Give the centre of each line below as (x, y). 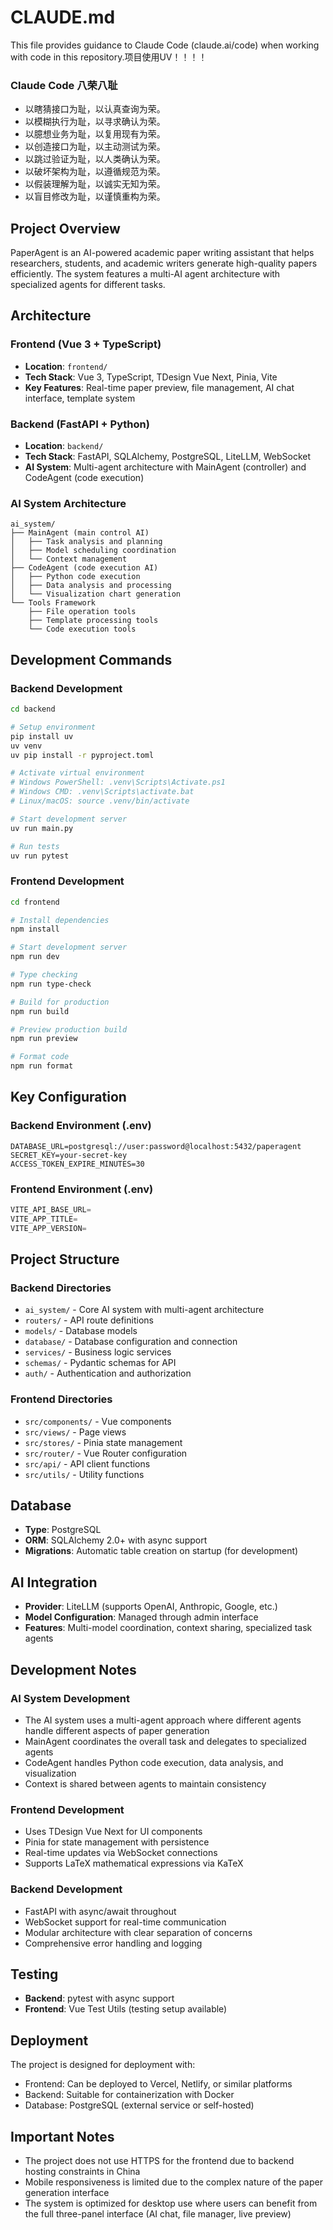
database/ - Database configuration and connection (131, 1342)
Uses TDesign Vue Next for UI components (113, 1832)
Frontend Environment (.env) (82, 1189)
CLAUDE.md (63, 17)
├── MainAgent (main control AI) (80, 533)
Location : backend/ (64, 446)
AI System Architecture (68, 503)
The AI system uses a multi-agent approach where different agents (163, 1720)
